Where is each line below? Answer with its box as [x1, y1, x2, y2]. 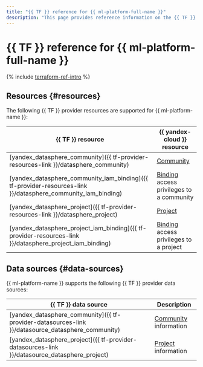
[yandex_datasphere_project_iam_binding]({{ [9, 224, 137, 233]
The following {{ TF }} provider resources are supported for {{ [6, 107, 160, 114]
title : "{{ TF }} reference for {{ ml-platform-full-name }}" [6, 8, 166, 15]
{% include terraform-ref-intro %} [6, 73, 91, 80]
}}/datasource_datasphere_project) [9, 351, 109, 359]
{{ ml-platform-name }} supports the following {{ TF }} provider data [6, 279, 176, 287]
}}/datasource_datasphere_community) [9, 326, 121, 334]
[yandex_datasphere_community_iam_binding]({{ [9, 174, 149, 183]
